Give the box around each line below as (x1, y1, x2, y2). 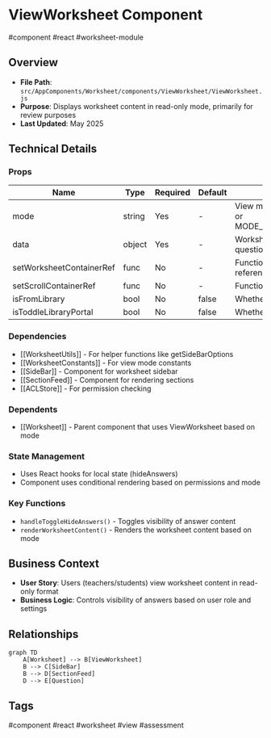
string (123, 211, 145, 222)
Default (198, 187, 227, 199)
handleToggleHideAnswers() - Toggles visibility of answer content (19, 516, 236, 526)
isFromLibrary (12, 293, 65, 304)
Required (154, 187, 191, 199)
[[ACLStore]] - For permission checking (19, 384, 152, 393)
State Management (8, 451, 85, 462)
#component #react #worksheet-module (8, 32, 144, 42)
